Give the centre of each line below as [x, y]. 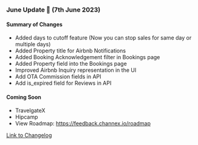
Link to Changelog [29, 135]
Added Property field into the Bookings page [71, 64]
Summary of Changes [34, 24]
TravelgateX [30, 111]
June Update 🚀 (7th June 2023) [53, 10]
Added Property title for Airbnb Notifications [70, 51]
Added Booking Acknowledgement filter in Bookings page [87, 57]
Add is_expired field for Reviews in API [63, 83]
